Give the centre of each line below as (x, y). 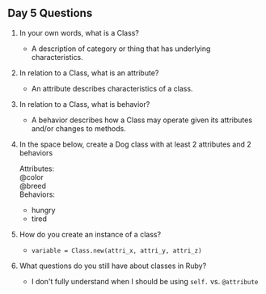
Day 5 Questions (50, 13)
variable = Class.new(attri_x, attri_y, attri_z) (117, 250)
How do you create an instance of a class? (90, 234)
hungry (43, 210)
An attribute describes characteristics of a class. (112, 88)
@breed (32, 185)
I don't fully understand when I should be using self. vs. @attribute (145, 281)
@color (31, 177)
